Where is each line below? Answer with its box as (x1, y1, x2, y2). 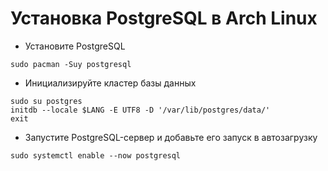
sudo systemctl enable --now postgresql (10, 150, 182, 161)
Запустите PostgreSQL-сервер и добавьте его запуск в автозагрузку (24, 131, 318, 143)
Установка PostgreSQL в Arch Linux (10, 7, 318, 30)
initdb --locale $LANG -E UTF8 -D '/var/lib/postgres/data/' (10, 105, 271, 115)
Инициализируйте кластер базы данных (24, 77, 197, 89)
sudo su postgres (10, 96, 83, 106)
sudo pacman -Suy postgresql (10, 59, 132, 69)
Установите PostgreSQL (24, 40, 126, 52)
